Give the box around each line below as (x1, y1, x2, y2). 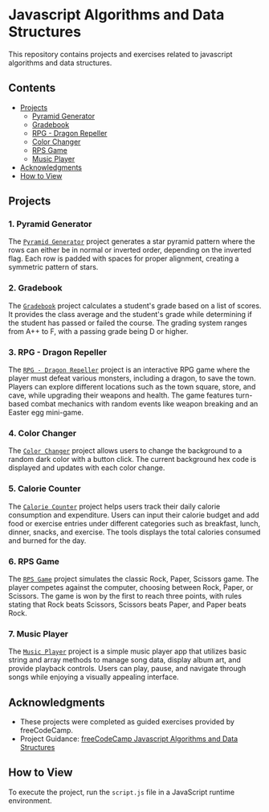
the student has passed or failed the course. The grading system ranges (8, 318, 247, 328)
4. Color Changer (8, 427, 77, 439)
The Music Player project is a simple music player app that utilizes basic (8, 646, 247, 657)
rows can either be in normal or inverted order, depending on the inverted (8, 245, 251, 255)
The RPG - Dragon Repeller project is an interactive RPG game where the (8, 365, 251, 375)
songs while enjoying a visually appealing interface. (8, 672, 179, 682)
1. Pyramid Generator (8, 219, 92, 230)
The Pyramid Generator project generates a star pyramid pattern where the (8, 237, 255, 246)
